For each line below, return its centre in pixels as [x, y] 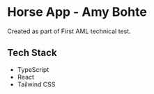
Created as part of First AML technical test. [69, 31]
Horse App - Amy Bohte [77, 12]
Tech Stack [32, 53]
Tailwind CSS [36, 84]
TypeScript [33, 69]
